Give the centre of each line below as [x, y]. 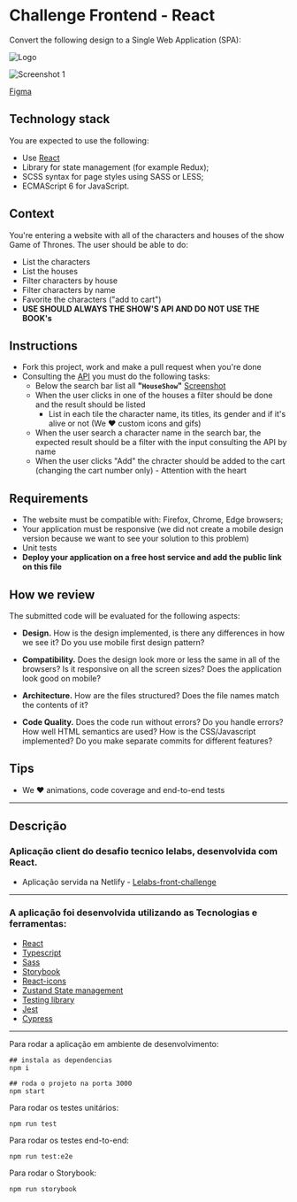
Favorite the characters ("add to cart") [91, 299]
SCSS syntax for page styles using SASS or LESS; [113, 176]
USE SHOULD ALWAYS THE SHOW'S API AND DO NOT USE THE [141, 308]
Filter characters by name [69, 289]
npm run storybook [43, 1189]
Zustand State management [72, 990]
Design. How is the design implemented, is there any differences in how [153, 633]
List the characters [56, 261]
